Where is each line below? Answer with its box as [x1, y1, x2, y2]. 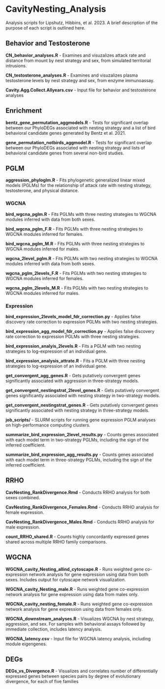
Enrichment [5, 107, 42, 115]
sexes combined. [5, 494, 40, 500]
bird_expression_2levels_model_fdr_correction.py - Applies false [5, 313, 141, 319]
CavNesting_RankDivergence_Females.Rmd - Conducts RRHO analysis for [5, 504, 159, 510]
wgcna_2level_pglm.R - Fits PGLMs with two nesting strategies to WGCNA [5, 255, 158, 261]
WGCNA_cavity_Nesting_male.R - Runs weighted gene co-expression [5, 586, 149, 592]
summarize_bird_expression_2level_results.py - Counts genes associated [5, 431, 159, 437]
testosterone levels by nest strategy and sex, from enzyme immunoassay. [5, 77, 155, 83]
